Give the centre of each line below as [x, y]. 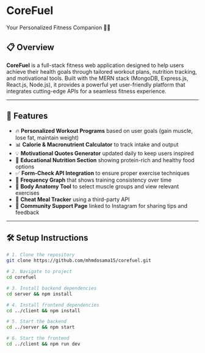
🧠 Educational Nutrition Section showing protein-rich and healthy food [105, 160]
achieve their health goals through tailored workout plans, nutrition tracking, [102, 71]
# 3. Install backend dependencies [52, 288]
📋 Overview [31, 47]
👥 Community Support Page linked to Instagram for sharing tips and [101, 205]
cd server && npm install [39, 294]
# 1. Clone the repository [41, 255]
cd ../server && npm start [41, 327]
